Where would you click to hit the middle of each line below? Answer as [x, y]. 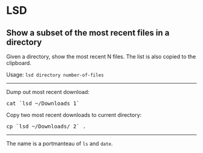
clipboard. [19, 63]
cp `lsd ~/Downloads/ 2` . [46, 126]
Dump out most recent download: [48, 92]
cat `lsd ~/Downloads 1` [43, 103]
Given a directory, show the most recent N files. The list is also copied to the [101, 57]
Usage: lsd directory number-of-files [55, 75]
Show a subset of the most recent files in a [88, 33]
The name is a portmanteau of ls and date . [60, 143]
